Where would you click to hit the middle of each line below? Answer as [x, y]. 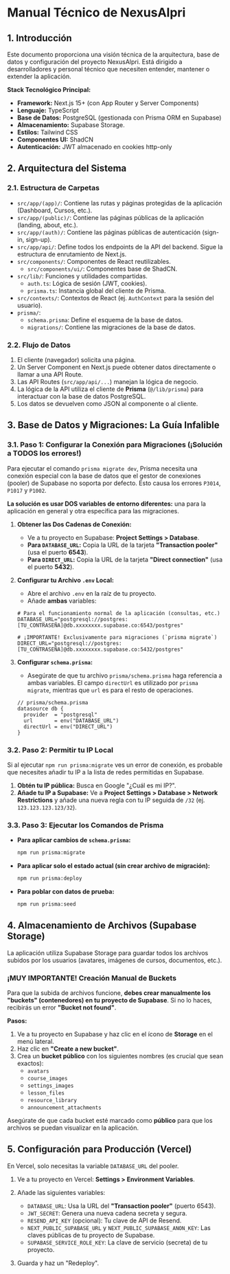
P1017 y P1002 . [27, 490]
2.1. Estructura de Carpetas [53, 188]
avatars [38, 1071]
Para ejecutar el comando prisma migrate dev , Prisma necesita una [102, 468]
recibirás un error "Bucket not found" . [62, 1007]
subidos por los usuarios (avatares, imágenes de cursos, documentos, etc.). [115, 960]
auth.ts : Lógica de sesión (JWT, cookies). [87, 283]
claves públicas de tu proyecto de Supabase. [91, 1235]
